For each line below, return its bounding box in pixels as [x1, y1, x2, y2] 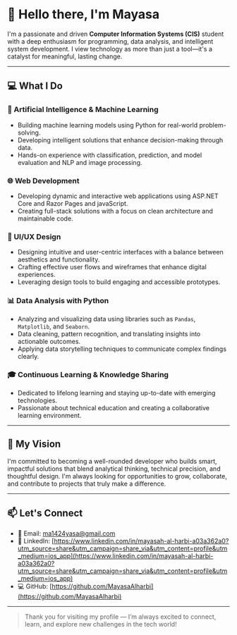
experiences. [17, 271, 56, 279]
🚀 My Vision [7, 438, 61, 450]
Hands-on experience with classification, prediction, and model [17, 151, 202, 159]
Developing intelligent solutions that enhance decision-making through [17, 135, 224, 144]
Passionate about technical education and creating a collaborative [17, 403, 210, 412]
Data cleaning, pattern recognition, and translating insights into [17, 329, 201, 338]
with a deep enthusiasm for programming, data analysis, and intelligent [7, 37, 214, 45]
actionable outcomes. [17, 337, 81, 345]
